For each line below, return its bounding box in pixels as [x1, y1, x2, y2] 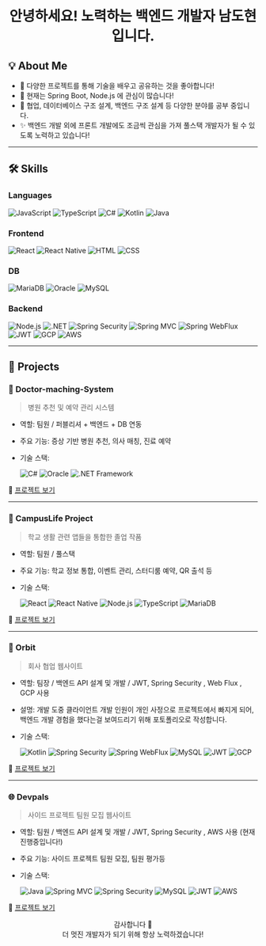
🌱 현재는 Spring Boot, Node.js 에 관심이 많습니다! [19, 91, 174, 100]
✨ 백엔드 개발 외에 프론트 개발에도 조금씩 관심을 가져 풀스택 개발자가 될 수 [19, 120, 247, 130]
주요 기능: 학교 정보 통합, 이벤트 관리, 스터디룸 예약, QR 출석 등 [19, 565, 213, 575]
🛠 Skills [8, 162, 49, 176]
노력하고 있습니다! [34, 131, 90, 139]
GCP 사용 [19, 688, 50, 697]
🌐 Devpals [8, 791, 49, 802]
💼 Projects [8, 359, 60, 373]
